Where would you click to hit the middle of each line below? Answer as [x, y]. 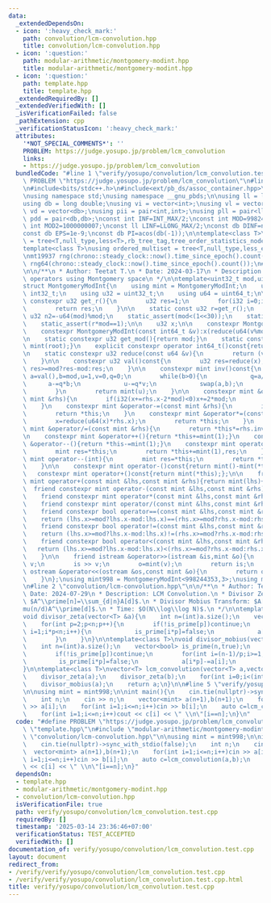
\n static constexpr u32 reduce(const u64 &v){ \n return [138, 354]
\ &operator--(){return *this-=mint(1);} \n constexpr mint [129, 444]
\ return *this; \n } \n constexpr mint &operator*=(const [144, 414]
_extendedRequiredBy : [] [57, 99]
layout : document [38, 857]
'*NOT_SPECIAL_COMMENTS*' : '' [74, 143]
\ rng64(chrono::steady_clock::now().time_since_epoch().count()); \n [142, 263]
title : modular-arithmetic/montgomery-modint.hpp [108, 69]
